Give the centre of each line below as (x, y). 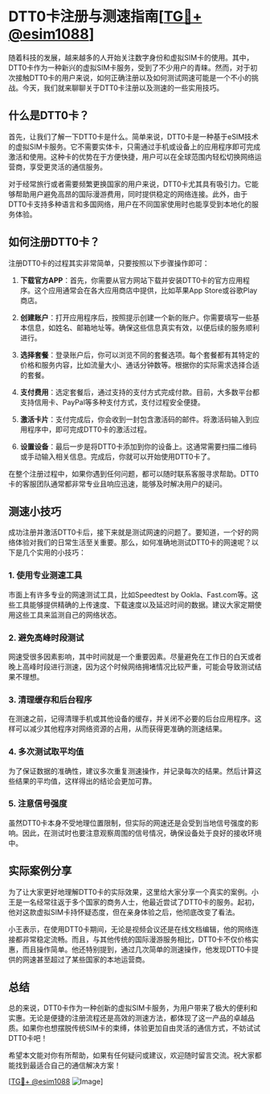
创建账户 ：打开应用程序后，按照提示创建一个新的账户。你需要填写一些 (136, 317)
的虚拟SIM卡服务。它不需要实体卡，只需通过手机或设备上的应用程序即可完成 (135, 147)
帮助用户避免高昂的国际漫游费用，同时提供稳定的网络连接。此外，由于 (131, 193)
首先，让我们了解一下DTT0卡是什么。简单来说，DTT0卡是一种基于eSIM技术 (133, 136)
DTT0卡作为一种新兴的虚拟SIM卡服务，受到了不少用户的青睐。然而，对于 (129, 67)
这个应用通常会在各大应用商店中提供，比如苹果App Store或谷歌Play (146, 290)
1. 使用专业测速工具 (45, 576)
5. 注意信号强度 (38, 804)
